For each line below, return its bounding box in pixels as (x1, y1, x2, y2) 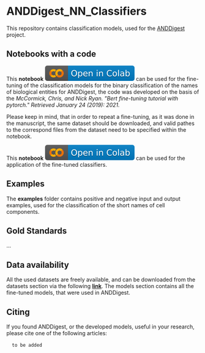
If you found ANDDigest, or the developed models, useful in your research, (6, 323, 195, 330)
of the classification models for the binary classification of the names (23, 82, 198, 89)
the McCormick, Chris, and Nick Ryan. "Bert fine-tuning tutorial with (6, 94, 179, 102)
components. (6, 208, 40, 215)
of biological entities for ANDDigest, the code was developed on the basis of (6, 88, 199, 96)
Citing (6, 306, 30, 317)
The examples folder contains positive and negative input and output (6, 195, 181, 202)
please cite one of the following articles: (6, 330, 107, 336)
